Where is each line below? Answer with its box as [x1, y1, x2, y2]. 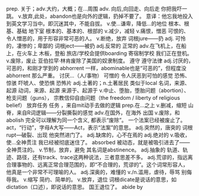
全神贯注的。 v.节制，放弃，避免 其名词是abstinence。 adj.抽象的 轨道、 [6, 146, 183, 153]
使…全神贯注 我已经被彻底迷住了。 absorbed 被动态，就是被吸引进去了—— [6, 139, 190, 146]
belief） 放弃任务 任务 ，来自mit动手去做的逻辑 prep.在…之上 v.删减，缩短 [6, 102, 187, 109]
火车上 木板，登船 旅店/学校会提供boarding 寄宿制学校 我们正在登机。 [21, 50, 192, 56]
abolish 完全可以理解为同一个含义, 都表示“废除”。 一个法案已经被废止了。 [6, 116, 186, 124]
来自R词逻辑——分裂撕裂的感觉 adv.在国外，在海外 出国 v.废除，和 [16, 109, 180, 116]
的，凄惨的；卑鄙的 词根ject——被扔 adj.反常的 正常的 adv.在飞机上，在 [6, 42, 182, 49]
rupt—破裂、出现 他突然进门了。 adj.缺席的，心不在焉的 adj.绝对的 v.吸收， [6, 131, 191, 138]
